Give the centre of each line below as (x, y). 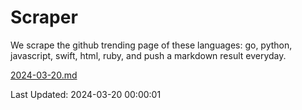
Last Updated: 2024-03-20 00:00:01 (86, 94)
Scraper (44, 17)
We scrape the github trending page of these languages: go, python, (151, 45)
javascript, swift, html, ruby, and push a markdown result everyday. (148, 55)
